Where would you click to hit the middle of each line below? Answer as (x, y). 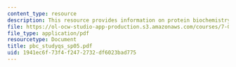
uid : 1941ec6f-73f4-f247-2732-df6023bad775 (72, 53)
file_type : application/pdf (48, 33)
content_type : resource (42, 14)
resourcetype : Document (42, 40)
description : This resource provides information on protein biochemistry (119, 20)
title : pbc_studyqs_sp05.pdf (50, 46)
